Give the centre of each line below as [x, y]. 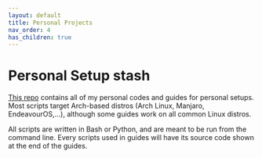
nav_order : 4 [29, 30]
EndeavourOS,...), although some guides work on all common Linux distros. [130, 114]
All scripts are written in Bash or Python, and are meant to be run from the [127, 129]
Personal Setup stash [79, 76]
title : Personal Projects [50, 23]
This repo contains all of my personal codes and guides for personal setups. [131, 98]
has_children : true [40, 37]
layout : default [35, 15]
